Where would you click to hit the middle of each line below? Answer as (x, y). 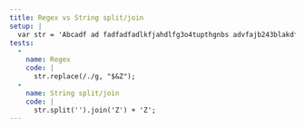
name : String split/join (73, 93)
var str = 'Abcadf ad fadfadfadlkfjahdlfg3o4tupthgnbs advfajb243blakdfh (160, 34)
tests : (22, 43)
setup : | (26, 26)
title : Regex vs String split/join (77, 18)
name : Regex (48, 59)
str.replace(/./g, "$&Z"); (84, 77)
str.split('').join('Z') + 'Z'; (94, 110)
